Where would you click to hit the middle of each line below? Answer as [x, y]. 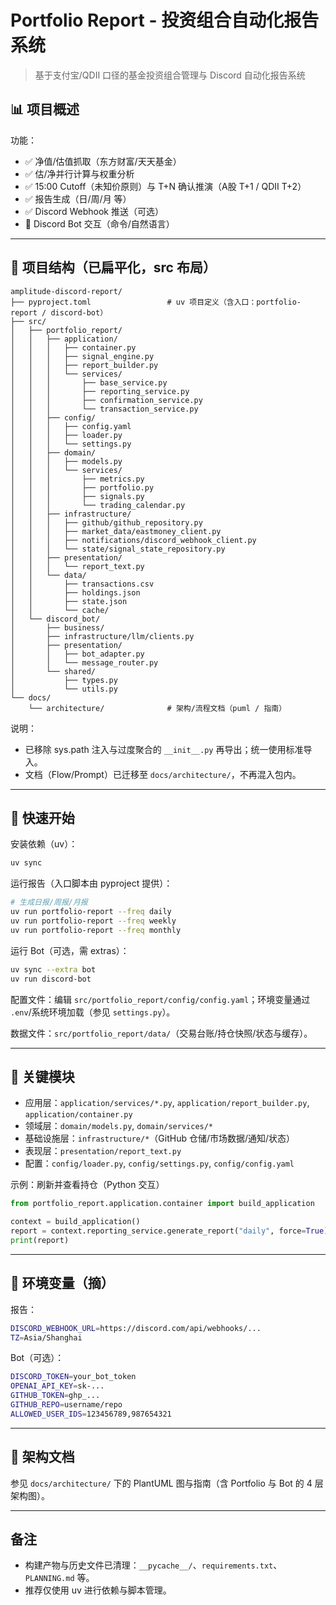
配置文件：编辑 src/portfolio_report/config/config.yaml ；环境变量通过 [160, 999]
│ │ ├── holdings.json [75, 592]
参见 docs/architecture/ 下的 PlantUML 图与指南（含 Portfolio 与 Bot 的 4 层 [167, 1483]
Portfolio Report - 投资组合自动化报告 [165, 20]
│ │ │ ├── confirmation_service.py [106, 400]
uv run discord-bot [51, 979]
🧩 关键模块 [42, 1076]
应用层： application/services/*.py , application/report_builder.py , [167, 1103]
